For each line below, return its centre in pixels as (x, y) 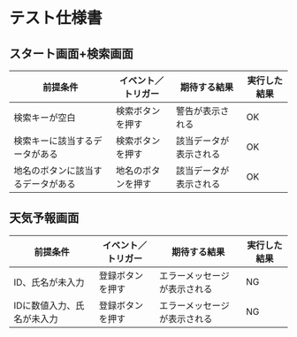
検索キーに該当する (54, 141)
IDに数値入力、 (45, 305)
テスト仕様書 (56, 18)
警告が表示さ (202, 111)
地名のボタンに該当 (54, 171)
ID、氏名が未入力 (49, 282)
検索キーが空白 (45, 118)
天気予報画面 (44, 218)
